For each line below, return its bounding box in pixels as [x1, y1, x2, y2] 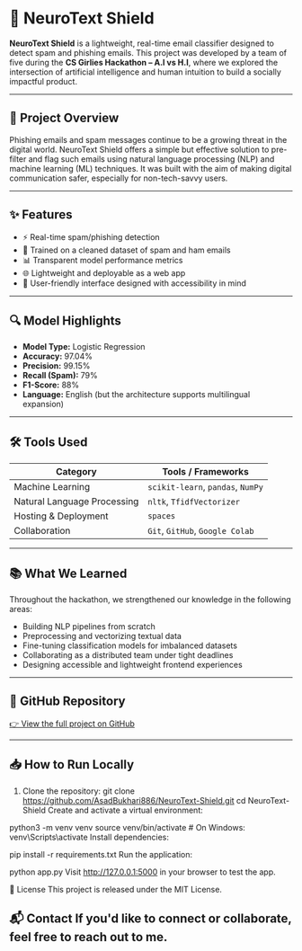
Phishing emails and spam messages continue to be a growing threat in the [9, 134, 288, 145]
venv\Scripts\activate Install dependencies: [9, 831, 169, 842]
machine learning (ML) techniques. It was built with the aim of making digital [9, 163, 292, 173]
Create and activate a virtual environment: [48, 804, 204, 815]
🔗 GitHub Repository [9, 694, 126, 709]
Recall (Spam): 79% [22, 370, 98, 381]
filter [9, 153, 27, 164]
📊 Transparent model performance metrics [22, 254, 183, 265]
